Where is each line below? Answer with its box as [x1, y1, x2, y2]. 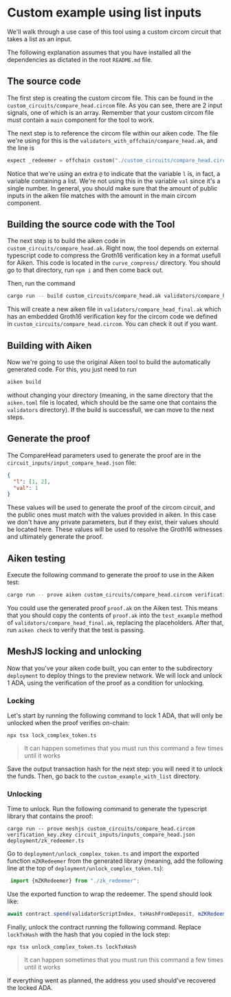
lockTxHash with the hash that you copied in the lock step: [7, 930, 170, 939]
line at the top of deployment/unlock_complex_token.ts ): [7, 864, 164, 872]
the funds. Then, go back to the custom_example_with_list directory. [7, 772, 201, 780]
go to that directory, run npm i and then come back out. [7, 266, 164, 275]
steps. [7, 413, 25, 421]
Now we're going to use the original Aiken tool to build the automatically [7, 358, 211, 366]
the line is [7, 143, 34, 152]
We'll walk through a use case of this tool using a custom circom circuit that [7, 28, 221, 36]
